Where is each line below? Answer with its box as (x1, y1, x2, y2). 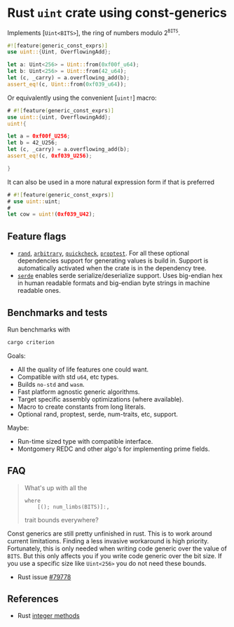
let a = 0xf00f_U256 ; (7, 133, 71, 140)
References (7, 593, 59, 605)
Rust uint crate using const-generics (7, 5, 228, 21)
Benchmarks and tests (7, 307, 108, 319)
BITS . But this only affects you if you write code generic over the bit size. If (7, 551, 222, 560)
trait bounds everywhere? (24, 515, 99, 524)
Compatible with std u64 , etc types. (17, 372, 119, 381)
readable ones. (17, 286, 61, 295)
